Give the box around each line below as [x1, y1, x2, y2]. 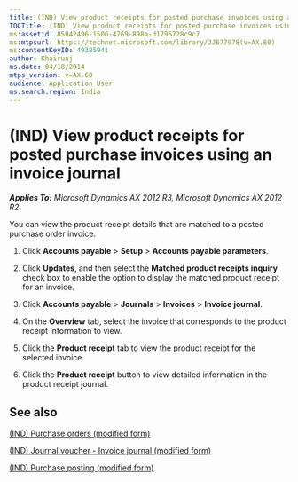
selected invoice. [21, 352, 85, 363]
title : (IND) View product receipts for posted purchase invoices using [9, 12, 284, 22]
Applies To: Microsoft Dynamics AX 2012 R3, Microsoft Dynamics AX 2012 [9, 193, 283, 203]
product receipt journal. [21, 379, 109, 390]
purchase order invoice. [9, 228, 96, 240]
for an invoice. [21, 281, 75, 293]
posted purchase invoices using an [9, 144, 272, 164]
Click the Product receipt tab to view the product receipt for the [21, 343, 256, 353]
